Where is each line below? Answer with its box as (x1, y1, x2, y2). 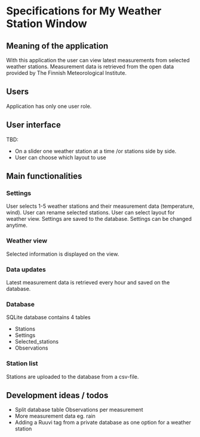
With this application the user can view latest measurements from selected (6, 57, 190, 63)
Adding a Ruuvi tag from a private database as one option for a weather (14, 419, 191, 426)
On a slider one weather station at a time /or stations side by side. (14, 147, 177, 154)
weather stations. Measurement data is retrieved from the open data (6, 63, 174, 70)
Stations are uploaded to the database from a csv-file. (6, 373, 139, 380)
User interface (6, 120, 61, 130)
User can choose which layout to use (14, 154, 106, 161)
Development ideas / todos (6, 390, 109, 400)
